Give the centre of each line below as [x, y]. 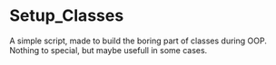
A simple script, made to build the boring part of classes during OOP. [138, 41]
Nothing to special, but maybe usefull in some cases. [108, 50]
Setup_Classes [67, 16]
